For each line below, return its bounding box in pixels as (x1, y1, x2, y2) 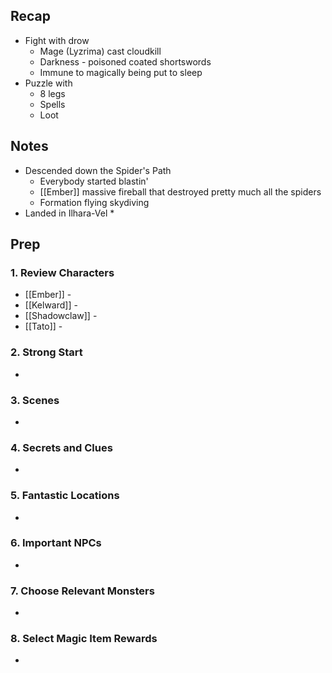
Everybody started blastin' (39, 175, 149, 187)
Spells (39, 98, 66, 110)
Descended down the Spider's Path (24, 164, 172, 176)
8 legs (39, 87, 66, 99)
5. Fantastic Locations (10, 489, 120, 503)
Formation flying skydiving (39, 196, 150, 208)
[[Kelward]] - (24, 299, 78, 311)
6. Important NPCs (10, 536, 102, 550)
